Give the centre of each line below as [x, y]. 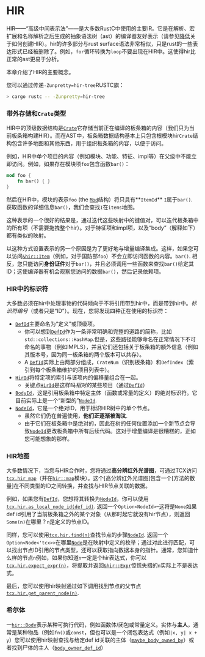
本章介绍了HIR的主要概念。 [40, 72]
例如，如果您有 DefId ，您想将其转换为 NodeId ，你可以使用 [77, 499]
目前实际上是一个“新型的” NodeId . [56, 400]
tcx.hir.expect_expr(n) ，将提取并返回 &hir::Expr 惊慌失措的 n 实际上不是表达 [102, 565]
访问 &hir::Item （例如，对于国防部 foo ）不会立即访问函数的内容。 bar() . [101, 256]
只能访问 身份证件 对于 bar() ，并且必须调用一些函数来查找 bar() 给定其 [108, 263]
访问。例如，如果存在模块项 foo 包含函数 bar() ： [70, 164]
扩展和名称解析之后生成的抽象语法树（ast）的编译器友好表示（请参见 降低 [98, 36]
